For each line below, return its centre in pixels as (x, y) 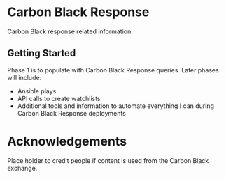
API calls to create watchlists (59, 98)
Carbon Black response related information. (70, 31)
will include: (24, 77)
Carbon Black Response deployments (71, 113)
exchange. (22, 168)
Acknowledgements (67, 141)
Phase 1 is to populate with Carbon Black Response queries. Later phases (113, 70)
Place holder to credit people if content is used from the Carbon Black (108, 160)
